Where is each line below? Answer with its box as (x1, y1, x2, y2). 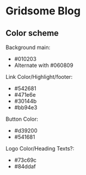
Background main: (5, 44, 51, 51)
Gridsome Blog (5, 4, 81, 18)
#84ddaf (14, 163, 36, 170)
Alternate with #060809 (14, 62, 73, 69)
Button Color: (5, 115, 38, 122)
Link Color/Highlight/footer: (5, 73, 73, 80)
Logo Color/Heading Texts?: (5, 145, 75, 152)
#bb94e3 (14, 104, 38, 111)
